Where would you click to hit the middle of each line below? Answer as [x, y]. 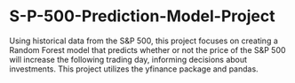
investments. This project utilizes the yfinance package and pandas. [134, 69]
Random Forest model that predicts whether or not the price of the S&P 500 [147, 49]
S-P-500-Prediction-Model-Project [142, 16]
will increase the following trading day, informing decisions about [128, 59]
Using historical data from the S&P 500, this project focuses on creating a [144, 41]
